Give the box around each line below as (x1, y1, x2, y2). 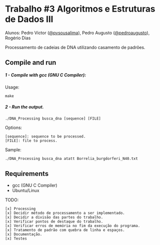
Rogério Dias (5, 35, 31, 41)
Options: (5, 125, 22, 131)
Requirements (5, 169, 49, 178)
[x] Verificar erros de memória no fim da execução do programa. (5, 224, 140, 228)
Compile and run (5, 58, 56, 67)
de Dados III (5, 14, 53, 25)
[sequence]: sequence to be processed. (5, 134, 86, 139)
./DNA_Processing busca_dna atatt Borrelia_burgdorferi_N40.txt (5, 157, 138, 161)
